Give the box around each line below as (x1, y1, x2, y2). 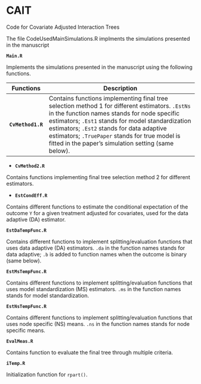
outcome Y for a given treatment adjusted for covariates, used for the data (6, 209, 188, 216)
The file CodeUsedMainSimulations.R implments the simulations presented (6, 35, 190, 42)
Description (103, 84, 138, 92)
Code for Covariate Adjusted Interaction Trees (6, 23, 120, 31)
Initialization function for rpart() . (6, 371, 88, 378)
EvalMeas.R (6, 338, 33, 344)
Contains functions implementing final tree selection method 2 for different (6, 173, 190, 180)
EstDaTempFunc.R (6, 227, 47, 234)
